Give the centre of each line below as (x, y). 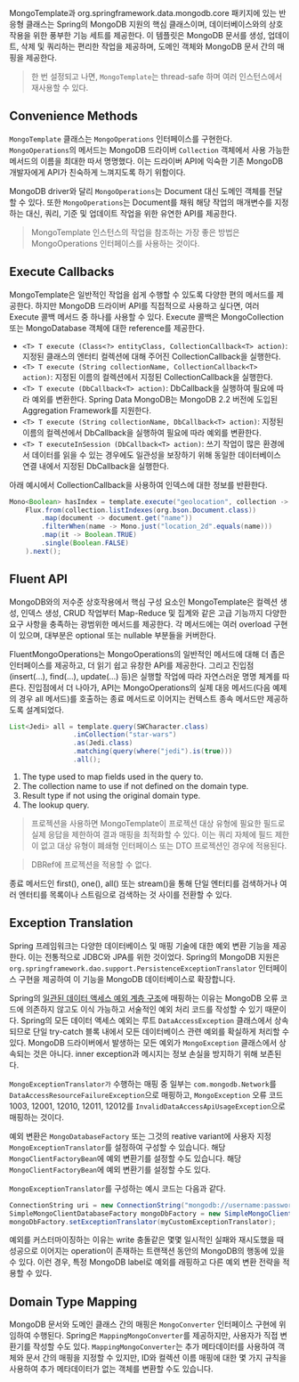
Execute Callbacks (62, 272)
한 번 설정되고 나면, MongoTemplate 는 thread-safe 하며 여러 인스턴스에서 (157, 77)
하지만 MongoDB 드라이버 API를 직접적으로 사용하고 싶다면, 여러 (147, 305)
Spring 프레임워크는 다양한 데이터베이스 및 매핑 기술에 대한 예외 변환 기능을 (140, 946)
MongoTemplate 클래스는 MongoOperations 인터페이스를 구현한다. (121, 138)
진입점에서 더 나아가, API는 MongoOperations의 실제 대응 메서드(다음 (149, 687)
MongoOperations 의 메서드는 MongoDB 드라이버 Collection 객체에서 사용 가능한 (149, 150)
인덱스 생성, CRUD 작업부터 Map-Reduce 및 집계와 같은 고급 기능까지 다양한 (154, 613)
